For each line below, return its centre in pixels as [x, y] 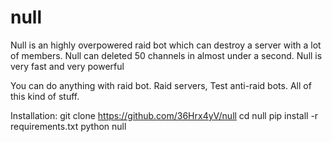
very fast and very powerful [67, 66]
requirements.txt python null [68, 126]
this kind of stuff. [45, 96]
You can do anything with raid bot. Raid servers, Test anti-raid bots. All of [161, 85]
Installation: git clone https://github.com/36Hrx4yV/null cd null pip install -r [164, 115]
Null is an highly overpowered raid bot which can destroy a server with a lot [166, 45]
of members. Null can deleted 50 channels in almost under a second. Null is [166, 55]
